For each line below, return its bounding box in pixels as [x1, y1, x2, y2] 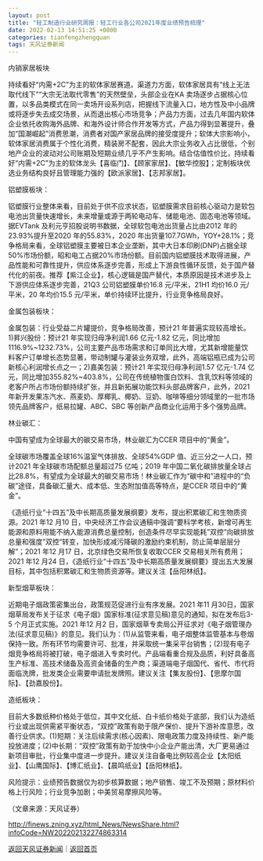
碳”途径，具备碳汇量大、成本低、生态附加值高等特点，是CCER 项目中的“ [8, 481, 241, 491]
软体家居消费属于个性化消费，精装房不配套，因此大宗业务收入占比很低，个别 [8, 139, 255, 148]
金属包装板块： [8, 307, 56, 316]
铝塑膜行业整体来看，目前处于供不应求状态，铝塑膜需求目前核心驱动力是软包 [8, 202, 255, 211]
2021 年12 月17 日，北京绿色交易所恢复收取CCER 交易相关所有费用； [24, 547, 245, 556]
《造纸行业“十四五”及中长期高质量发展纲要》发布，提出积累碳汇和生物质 [8, 508, 241, 517]
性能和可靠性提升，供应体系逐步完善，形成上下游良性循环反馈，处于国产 [14, 261, 248, 270]
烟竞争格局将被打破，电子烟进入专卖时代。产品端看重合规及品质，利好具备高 [8, 649, 255, 659]
